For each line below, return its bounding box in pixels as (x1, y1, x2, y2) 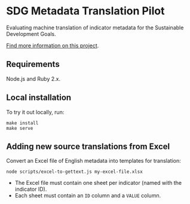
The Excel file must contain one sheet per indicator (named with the (14, 179, 182, 187)
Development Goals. (6, 30, 56, 37)
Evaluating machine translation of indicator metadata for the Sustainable (6, 24, 184, 31)
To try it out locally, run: (6, 108, 65, 115)
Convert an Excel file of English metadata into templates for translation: (6, 157, 181, 165)
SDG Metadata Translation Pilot (6, 4, 165, 18)
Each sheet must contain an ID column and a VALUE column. (14, 192, 161, 199)
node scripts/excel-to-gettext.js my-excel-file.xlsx (6, 169, 143, 175)
